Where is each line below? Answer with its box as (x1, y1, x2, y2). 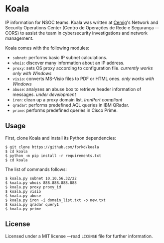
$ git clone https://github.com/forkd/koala (5, 145, 99, 150)
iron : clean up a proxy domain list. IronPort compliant (12, 96, 123, 102)
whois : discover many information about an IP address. (12, 60, 125, 66)
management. (5, 35, 34, 41)
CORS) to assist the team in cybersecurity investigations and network (5, 30, 148, 36)
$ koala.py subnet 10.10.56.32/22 (5, 176, 77, 181)
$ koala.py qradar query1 (5, 202, 59, 207)
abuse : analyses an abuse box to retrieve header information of (12, 86, 142, 92)
